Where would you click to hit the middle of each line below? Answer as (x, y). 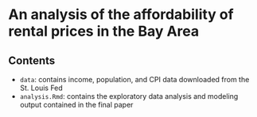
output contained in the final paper (76, 105)
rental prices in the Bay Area (104, 31)
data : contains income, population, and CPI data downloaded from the (134, 79)
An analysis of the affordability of (121, 15)
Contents (32, 60)
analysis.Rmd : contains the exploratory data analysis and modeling (129, 96)
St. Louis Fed (41, 88)
